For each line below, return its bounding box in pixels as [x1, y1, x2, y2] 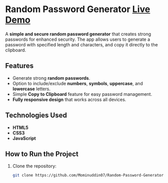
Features [5, 62, 34, 70]
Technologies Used [5, 111, 67, 119]
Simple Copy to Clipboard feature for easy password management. [12, 91, 152, 97]
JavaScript [12, 135, 36, 141]
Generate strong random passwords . [12, 75, 91, 81]
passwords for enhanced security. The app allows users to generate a [5, 36, 150, 42]
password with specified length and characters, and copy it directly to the [5, 41, 158, 47]
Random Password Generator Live [5, 4, 150, 15]
